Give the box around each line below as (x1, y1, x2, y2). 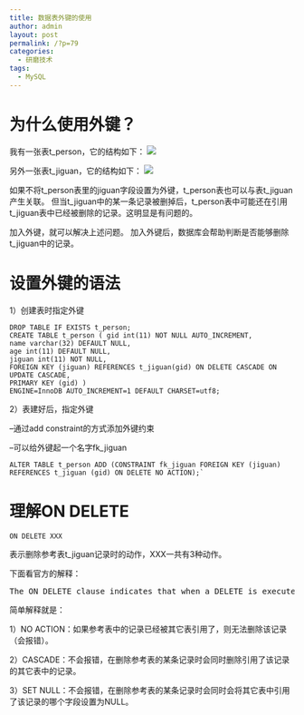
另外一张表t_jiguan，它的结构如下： (9, 165, 143, 176)
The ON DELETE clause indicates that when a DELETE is (9, 586, 258, 596)
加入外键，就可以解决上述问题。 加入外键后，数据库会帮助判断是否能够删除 (9, 226, 290, 237)
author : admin (9, 22, 63, 31)
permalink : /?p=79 (9, 38, 79, 48)
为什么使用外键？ (9, 114, 138, 134)
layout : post (9, 30, 59, 39)
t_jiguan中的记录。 (9, 238, 80, 249)
